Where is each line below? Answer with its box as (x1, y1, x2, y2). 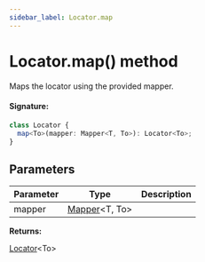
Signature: (9, 101, 49, 112)
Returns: (9, 226, 43, 236)
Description (140, 188, 193, 201)
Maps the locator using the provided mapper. (9, 81, 175, 91)
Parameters (9, 162, 75, 177)
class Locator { (9, 121, 69, 130)
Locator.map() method (9, 51, 179, 71)
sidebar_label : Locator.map (9, 12, 114, 22)
